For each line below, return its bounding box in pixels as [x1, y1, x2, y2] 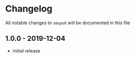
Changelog [5, 3, 53, 15]
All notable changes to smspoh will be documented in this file [5, 20, 130, 26]
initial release [12, 47, 40, 53]
